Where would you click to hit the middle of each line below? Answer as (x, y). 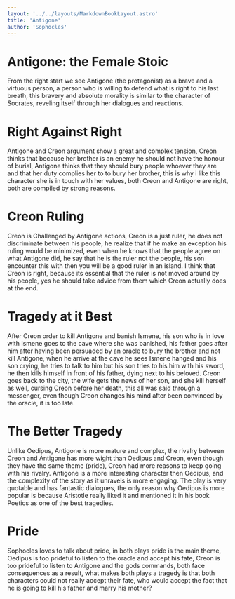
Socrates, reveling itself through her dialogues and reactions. (95, 103)
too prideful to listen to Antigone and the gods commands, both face (106, 566)
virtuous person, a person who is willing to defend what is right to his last (113, 88)
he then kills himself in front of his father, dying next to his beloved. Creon (114, 373)
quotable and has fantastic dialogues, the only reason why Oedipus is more (116, 488)
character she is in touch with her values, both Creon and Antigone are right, (118, 181)
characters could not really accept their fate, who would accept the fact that (117, 580)
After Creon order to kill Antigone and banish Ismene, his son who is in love (116, 336)
